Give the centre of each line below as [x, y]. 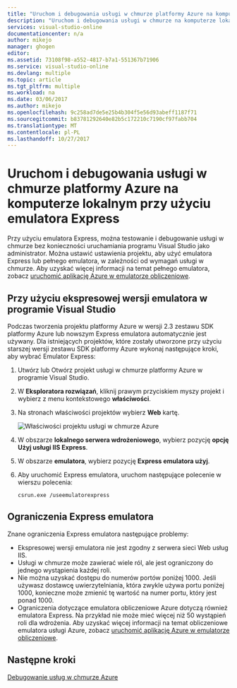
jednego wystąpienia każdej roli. [64, 570]
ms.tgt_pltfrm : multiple [44, 86]
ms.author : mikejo [34, 106]
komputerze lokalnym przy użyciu [109, 204]
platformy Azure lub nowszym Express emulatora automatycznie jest [107, 334]
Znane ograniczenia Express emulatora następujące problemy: [98, 534]
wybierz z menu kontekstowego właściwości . [84, 399]
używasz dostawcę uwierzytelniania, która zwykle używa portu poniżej [121, 585]
